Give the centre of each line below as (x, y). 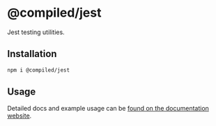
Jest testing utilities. (36, 32)
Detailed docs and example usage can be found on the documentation (108, 109)
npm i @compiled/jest (39, 70)
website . (20, 116)
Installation (32, 54)
